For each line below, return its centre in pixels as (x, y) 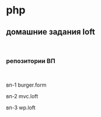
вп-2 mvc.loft (22, 97)
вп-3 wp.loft (21, 108)
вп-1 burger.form (26, 85)
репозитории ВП (31, 61)
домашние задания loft (50, 32)
